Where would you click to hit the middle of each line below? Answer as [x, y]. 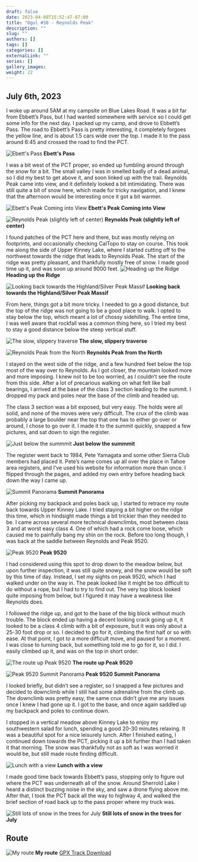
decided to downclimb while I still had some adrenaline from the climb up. [96, 692]
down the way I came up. [37, 480]
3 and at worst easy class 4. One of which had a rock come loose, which [95, 529]
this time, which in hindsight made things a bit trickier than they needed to [96, 516]
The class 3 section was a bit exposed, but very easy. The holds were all [95, 407]
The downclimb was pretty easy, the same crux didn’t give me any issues [95, 698]
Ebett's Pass [59, 154]
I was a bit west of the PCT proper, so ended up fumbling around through [95, 165]
